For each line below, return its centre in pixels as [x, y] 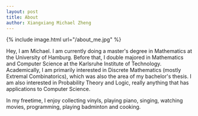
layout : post [22, 12]
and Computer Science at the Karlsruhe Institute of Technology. [84, 64]
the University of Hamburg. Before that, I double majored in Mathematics [95, 58]
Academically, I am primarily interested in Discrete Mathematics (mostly [94, 70]
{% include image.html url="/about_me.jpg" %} [64, 40]
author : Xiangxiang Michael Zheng [49, 23]
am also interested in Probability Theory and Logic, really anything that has [98, 83]
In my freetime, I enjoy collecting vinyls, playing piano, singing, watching [95, 101]
